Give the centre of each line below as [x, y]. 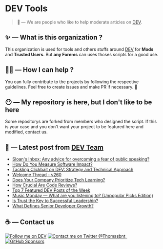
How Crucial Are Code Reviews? [45, 185]
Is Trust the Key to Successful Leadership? [55, 201]
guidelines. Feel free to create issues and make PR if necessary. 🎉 [71, 87]
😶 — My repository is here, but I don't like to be [79, 102]
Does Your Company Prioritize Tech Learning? [59, 180]
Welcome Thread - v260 [37, 175]
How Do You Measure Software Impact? [52, 164]
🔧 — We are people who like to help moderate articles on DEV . [80, 22]
